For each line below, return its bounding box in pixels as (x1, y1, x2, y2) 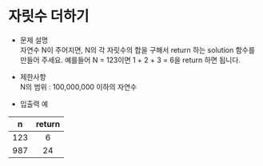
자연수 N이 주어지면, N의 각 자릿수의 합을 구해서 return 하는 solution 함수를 (19, 45, 256, 54)
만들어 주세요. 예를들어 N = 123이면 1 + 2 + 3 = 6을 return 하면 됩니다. (19, 55, 241, 65)
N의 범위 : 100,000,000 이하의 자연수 (19, 81, 137, 92)
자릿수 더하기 (8, 7, 90, 26)
